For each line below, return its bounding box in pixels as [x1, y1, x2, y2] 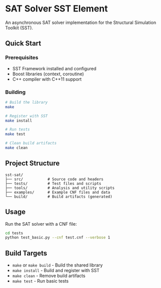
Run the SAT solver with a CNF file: [5, 221, 77, 227]
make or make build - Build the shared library [12, 262, 103, 268]
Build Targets [5, 249, 47, 257]
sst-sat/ [5, 172, 23, 177]
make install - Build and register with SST [12, 268, 100, 274]
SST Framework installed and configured [12, 65, 97, 71]
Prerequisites [5, 54, 38, 61]
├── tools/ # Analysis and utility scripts [5, 185, 115, 190]
